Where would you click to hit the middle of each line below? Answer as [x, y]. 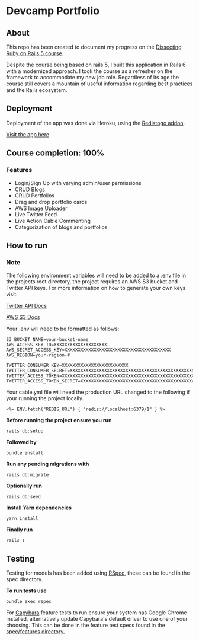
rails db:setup [25, 431]
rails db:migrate [28, 475]
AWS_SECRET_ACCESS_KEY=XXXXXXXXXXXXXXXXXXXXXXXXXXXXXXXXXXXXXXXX [88, 350]
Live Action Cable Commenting [52, 221]
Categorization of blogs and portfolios [61, 227]
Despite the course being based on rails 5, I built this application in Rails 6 [96, 65]
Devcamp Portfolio [53, 11]
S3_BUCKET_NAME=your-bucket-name [47, 340]
